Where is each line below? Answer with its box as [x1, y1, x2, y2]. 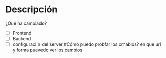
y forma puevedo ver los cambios [12, 47, 82, 53]
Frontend [12, 30, 32, 36]
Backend [12, 36, 31, 41]
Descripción [5, 4, 58, 15]
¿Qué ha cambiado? [5, 20, 47, 26]
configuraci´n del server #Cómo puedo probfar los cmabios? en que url [12, 41, 161, 47]
